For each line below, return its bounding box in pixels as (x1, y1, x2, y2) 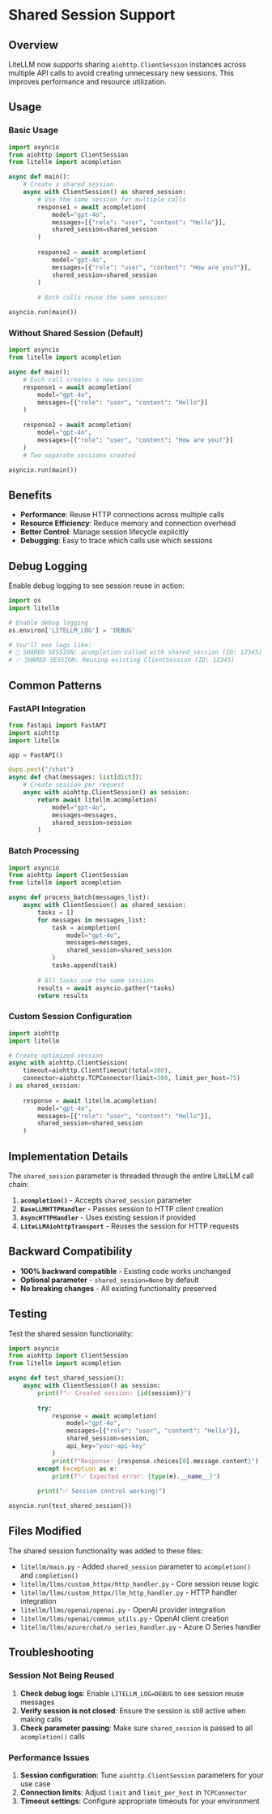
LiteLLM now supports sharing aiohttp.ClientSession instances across (8, 59, 247, 69)
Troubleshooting (8, 1646, 95, 1660)
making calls (19, 1714, 62, 1724)
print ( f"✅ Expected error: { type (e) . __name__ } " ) (51, 1472, 221, 1480)
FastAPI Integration (8, 702, 87, 714)
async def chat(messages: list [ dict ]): (8, 773, 143, 781)
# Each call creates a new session (23, 375, 143, 383)
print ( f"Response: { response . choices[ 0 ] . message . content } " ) (51, 1457, 259, 1465)
